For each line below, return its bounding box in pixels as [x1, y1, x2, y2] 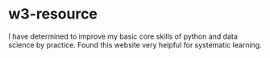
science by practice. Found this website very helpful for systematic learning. [8, 39, 262, 49]
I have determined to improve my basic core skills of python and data [8, 31, 238, 41]
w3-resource [8, 5, 98, 23]
